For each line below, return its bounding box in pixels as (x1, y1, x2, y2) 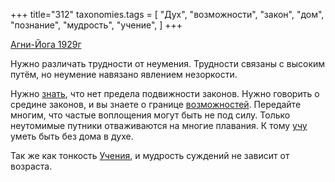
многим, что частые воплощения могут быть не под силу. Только (10, 109, 291, 121)
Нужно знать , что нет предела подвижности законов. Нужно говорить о (10, 88, 320, 99)
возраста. (10, 160, 53, 172)
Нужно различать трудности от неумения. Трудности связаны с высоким (10, 58, 326, 69)
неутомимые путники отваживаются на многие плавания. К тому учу (10, 120, 308, 131)
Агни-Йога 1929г (10, 39, 82, 50)
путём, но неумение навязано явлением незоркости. (10, 69, 238, 80)
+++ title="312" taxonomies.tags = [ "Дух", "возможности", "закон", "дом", (10, 9, 325, 20)
